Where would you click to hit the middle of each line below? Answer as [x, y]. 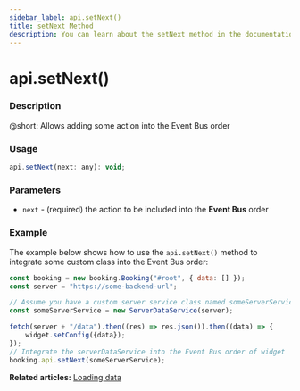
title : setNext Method [51, 26]
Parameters [35, 190]
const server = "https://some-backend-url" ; [93, 287]
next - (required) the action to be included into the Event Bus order [146, 210]
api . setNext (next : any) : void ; [67, 167]
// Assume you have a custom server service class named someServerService [153, 303]
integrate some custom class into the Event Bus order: [108, 262]
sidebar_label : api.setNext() [66, 17]
